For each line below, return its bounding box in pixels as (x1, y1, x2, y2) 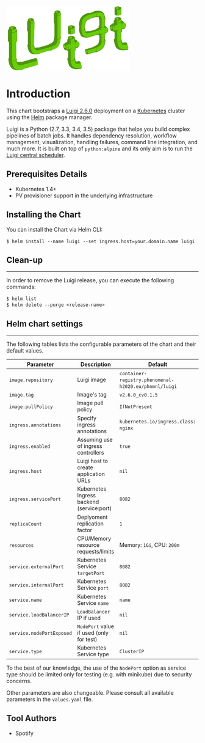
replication (77, 519, 104, 527)
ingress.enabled (9, 443, 51, 450)
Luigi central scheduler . (6, 151, 65, 158)
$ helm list (6, 296, 37, 302)
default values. (6, 347, 44, 354)
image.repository (9, 377, 53, 383)
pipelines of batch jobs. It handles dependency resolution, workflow (6, 131, 177, 139)
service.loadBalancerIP (9, 612, 70, 618)
